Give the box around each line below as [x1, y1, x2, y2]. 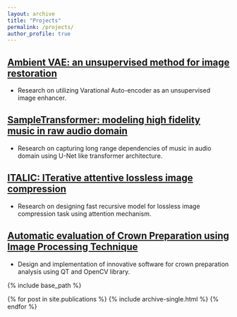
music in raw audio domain [7, 125, 128, 137]
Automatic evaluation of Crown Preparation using [7, 230, 229, 242]
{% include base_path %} [7, 281, 82, 289]
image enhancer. [17, 93, 67, 103]
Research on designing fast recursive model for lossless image [17, 202, 200, 210]
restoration [7, 67, 58, 79]
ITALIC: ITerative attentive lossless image [7, 172, 193, 184]
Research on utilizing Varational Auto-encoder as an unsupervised [17, 86, 210, 95]
